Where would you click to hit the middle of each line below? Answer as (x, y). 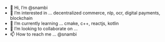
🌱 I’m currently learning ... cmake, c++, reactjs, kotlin (64, 23)
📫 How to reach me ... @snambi (43, 34)
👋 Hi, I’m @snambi (29, 8)
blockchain (21, 18)
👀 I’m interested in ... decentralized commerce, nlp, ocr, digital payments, (85, 13)
